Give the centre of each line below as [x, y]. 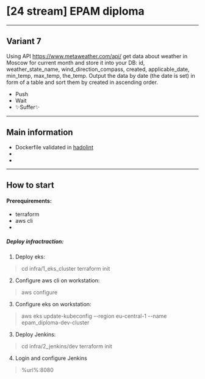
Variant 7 [24, 41]
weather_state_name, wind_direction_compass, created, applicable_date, [98, 69]
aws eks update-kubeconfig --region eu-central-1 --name [94, 316]
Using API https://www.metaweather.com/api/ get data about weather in [97, 56]
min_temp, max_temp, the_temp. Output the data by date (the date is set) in [101, 75]
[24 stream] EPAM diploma [75, 11]
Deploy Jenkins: [35, 334]
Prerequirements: [29, 201]
